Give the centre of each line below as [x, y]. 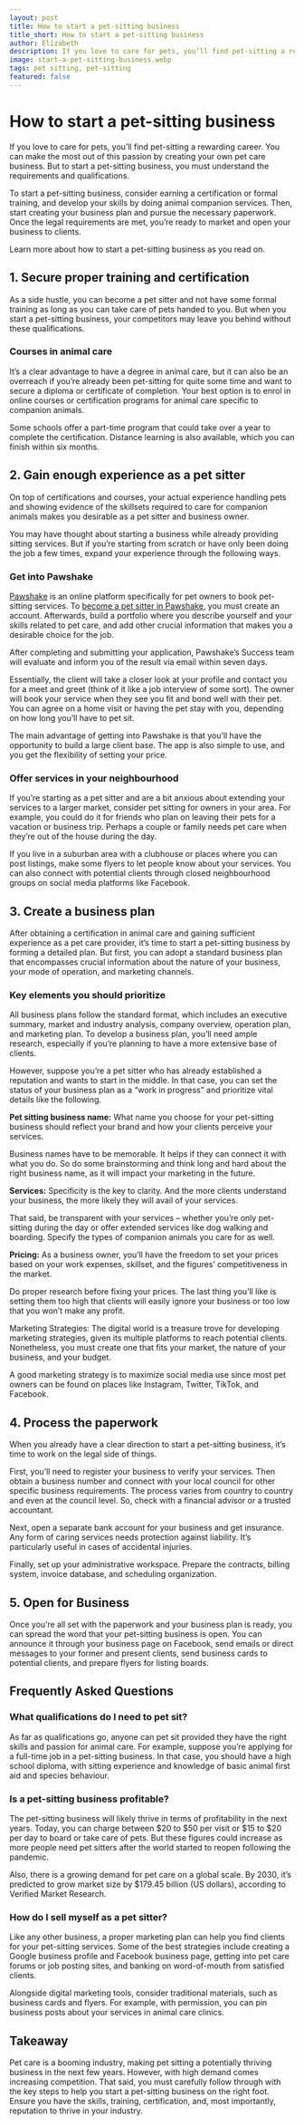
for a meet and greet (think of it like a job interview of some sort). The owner [152, 688]
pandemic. [29, 1857]
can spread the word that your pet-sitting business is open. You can [136, 1634]
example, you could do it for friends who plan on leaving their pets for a [142, 817]
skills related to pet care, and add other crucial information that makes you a [151, 625]
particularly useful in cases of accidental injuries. [101, 1547]
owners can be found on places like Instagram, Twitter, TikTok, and [134, 1385]
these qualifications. [47, 328]
